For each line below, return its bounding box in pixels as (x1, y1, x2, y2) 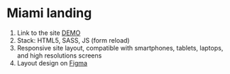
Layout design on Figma (16, 58, 88, 67)
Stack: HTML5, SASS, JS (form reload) (16, 36, 130, 44)
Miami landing (6, 5, 92, 21)
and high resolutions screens (16, 51, 102, 60)
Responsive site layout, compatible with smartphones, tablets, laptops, (16, 43, 224, 52)
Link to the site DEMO (16, 28, 81, 37)
